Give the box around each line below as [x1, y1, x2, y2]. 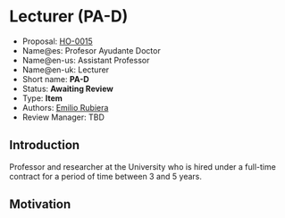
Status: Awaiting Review [21, 83, 113, 94]
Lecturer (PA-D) [9, 6, 129, 27]
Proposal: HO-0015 [21, 36, 93, 46]
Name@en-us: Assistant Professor [21, 54, 150, 65]
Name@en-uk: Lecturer [21, 64, 110, 75]
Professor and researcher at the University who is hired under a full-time [9, 161, 277, 172]
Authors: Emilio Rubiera [21, 102, 109, 113]
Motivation [9, 197, 71, 212]
